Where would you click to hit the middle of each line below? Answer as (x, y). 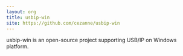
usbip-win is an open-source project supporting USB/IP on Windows (91, 40)
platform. (18, 46)
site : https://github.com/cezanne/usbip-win (63, 23)
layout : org (21, 12)
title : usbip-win (28, 17)
